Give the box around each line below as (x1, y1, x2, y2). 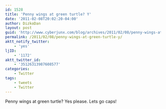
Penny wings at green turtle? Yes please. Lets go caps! (5, 98, 117, 104)
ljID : (5, 48, 16, 53)
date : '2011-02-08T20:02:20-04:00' (5, 16, 79, 21)
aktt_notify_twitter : (5, 39, 50, 44)
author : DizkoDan (5, 21, 41, 26)
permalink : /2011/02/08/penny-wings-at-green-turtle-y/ (5, 35, 123, 40)
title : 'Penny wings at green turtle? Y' (5, 12, 92, 17)
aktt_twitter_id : (5, 57, 41, 62)
